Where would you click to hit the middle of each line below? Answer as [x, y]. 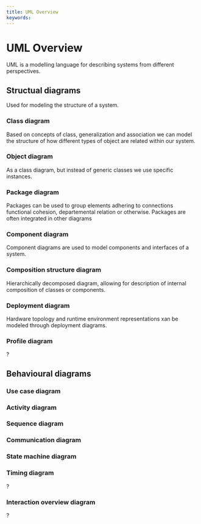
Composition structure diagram [54, 270]
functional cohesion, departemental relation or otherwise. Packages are [96, 212]
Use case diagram [33, 391]
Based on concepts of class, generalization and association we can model [99, 134]
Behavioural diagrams [49, 373]
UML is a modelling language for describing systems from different [90, 65]
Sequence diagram [35, 424]
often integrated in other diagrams [49, 219]
